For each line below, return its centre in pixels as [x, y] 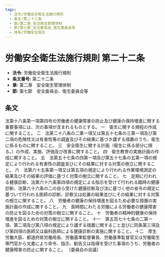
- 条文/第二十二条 [26, 19]
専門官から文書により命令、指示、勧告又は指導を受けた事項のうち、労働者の [82, 243]
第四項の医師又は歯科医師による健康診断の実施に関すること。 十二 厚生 [83, 231]
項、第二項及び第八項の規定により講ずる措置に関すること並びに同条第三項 [80, 225]
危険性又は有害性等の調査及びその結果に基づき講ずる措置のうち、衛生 [89, 139]
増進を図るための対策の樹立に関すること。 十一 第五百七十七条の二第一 [79, 219]
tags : [11, 10]
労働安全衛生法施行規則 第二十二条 [75, 58]
